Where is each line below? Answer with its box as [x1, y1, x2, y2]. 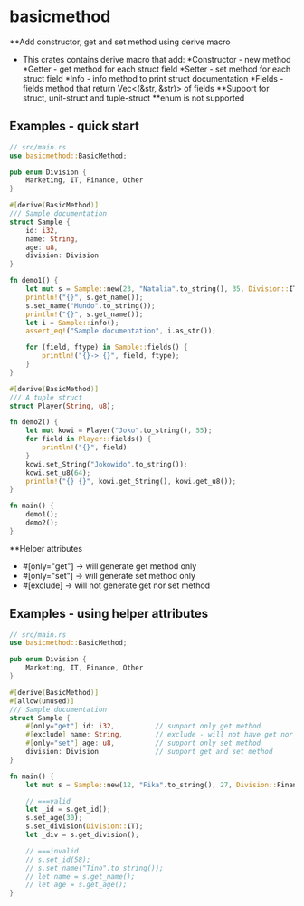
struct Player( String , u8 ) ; [9, 401, 116, 410]
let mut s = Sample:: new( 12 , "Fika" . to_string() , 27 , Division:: [25, 780, 278, 789]
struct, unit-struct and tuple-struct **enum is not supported [22, 92, 245, 103]
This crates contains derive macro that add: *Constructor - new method [22, 53, 291, 64]
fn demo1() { [9, 276, 59, 285]
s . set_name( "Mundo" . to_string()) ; [25, 301, 156, 310]
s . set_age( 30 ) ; [25, 814, 83, 823]
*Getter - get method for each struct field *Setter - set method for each [22, 63, 291, 74]
